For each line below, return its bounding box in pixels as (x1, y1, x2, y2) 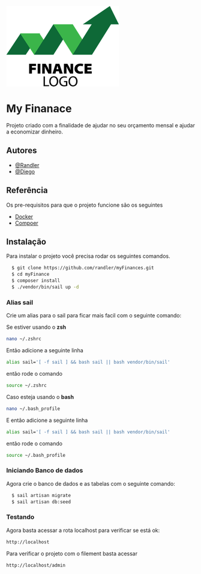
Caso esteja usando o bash (6, 393, 74, 400)
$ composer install (11, 278, 61, 284)
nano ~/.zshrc (6, 336, 42, 342)
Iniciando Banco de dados (6, 466, 83, 475)
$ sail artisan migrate (11, 492, 71, 498)
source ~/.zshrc (6, 382, 47, 388)
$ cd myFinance (11, 271, 50, 278)
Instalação (6, 236, 47, 246)
